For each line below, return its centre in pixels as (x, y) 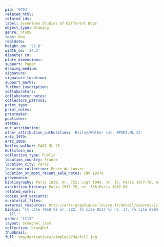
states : (13, 123)
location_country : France (31, 159)
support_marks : (20, 82)
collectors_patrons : (26, 101)
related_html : (20, 14)
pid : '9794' (17, 10)
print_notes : (18, 110)
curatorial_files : (24, 201)
